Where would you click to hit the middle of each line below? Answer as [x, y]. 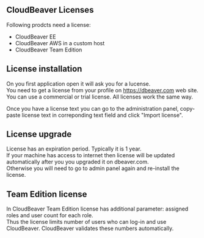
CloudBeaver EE [35, 37]
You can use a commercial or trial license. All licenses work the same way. [100, 97]
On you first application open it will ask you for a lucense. [78, 84]
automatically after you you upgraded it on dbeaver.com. [78, 162]
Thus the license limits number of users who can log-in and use [86, 222]
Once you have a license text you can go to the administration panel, [93, 108]
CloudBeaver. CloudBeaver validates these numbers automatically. [90, 228]
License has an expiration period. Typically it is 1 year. [74, 149]
